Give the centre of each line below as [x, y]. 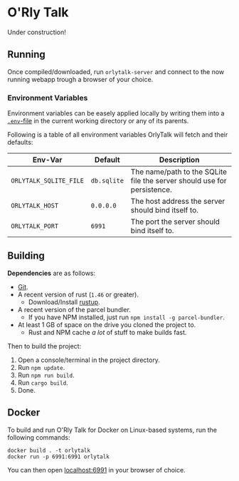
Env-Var [47, 160]
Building [26, 256]
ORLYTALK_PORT [35, 226]
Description [179, 160]
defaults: [20, 143]
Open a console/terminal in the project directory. [89, 360]
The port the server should [175, 222]
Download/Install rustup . [64, 302]
